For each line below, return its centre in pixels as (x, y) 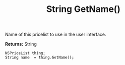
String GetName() (83, 9)
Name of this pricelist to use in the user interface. (56, 34)
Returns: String (21, 44)
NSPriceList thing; (25, 53)
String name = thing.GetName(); (40, 58)
